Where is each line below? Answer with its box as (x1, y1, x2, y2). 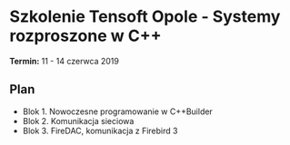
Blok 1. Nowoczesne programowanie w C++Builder (22, 106, 214, 117)
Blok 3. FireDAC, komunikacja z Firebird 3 (22, 125, 178, 136)
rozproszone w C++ (9, 25, 162, 46)
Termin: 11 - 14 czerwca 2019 (9, 55, 120, 66)
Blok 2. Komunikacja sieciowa (22, 115, 135, 126)
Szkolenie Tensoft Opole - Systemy (9, 6, 281, 27)
